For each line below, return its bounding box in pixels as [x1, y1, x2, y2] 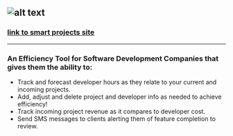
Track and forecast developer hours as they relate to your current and [17, 77, 217, 86]
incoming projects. [17, 85, 71, 93]
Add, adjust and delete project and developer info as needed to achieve [17, 93, 222, 101]
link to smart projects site [7, 28, 95, 37]
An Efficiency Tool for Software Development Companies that [7, 53, 219, 63]
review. [17, 122, 38, 130]
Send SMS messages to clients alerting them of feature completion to [17, 115, 216, 123]
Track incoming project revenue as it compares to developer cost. [17, 107, 206, 115]
